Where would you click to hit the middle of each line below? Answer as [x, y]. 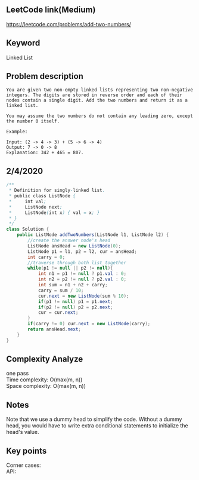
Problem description [45, 76]
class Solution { [28, 230]
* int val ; [27, 201]
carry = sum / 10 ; [61, 290]
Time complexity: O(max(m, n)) [44, 380]
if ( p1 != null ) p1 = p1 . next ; [75, 301]
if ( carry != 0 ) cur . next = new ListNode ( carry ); [89, 324]
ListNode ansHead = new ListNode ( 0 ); [74, 246]
